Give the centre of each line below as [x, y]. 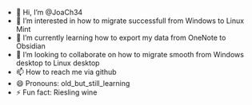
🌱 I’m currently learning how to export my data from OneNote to [121, 37]
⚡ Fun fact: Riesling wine [56, 92]
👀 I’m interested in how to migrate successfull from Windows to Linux [130, 21]
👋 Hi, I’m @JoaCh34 [49, 12]
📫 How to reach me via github [66, 72]
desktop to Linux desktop [58, 63]
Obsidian [30, 46]
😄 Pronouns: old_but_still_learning [73, 83]
